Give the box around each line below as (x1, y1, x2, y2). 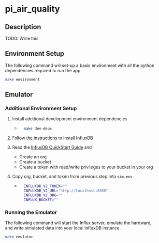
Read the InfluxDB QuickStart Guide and (12, 145, 92, 150)
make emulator (5, 234, 34, 240)
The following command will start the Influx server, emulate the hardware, (5, 220, 152, 226)
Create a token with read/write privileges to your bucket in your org (19, 164, 153, 170)
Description (5, 23, 41, 31)
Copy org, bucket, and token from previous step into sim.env (12, 174, 133, 179)
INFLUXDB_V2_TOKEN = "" (23, 184, 68, 189)
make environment (5, 77, 40, 82)
